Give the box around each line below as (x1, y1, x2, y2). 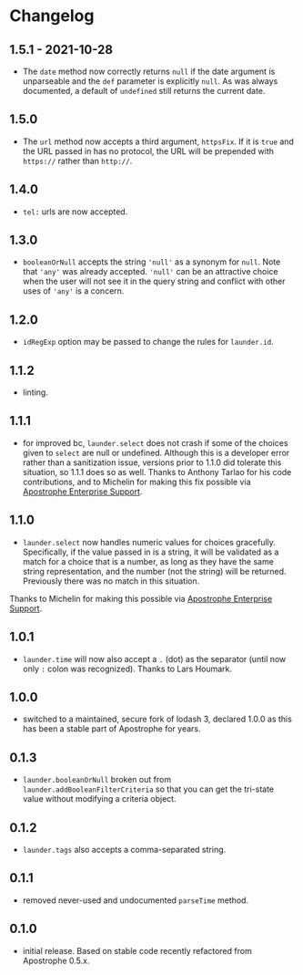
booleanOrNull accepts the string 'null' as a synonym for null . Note (22, 256, 281, 267)
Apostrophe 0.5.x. (22, 955, 90, 966)
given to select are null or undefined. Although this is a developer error (22, 447, 290, 458)
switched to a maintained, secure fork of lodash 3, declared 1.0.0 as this (22, 713, 293, 725)
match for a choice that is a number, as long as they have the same (22, 555, 275, 566)
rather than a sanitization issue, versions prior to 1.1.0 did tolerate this (22, 457, 282, 468)
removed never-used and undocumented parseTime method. (22, 895, 248, 906)
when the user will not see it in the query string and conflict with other (22, 275, 286, 287)
